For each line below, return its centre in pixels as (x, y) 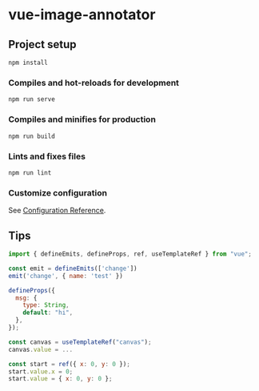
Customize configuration (58, 192)
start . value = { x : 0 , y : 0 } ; (60, 379)
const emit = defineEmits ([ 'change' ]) (73, 268)
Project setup (43, 44)
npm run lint (30, 173)
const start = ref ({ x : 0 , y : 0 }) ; (69, 364)
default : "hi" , (48, 313)
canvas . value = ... (41, 349)
